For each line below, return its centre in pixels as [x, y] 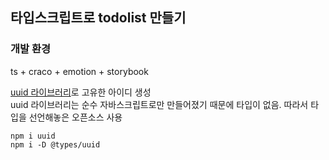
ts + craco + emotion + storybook [79, 71]
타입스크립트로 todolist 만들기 [98, 18]
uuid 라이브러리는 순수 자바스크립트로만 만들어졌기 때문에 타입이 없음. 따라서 [159, 104]
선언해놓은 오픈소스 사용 [75, 117]
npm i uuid [33, 136]
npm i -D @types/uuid [55, 144]
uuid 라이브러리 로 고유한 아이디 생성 [81, 92]
